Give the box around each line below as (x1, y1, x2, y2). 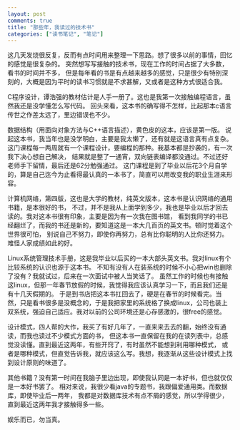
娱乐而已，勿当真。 (7, 415, 64, 424)
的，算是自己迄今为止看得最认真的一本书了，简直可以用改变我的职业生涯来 (7, 170, 226, 179)
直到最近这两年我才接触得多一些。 (7, 400, 108, 409)
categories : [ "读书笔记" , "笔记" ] (7, 30, 104, 38)
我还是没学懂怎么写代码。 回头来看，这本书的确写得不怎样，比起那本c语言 (13, 101, 232, 111)
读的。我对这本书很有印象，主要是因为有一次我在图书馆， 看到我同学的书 (7, 212, 222, 221)
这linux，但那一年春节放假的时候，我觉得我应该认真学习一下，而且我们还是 (7, 281, 228, 290)
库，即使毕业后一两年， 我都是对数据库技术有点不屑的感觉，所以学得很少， (7, 391, 229, 400)
